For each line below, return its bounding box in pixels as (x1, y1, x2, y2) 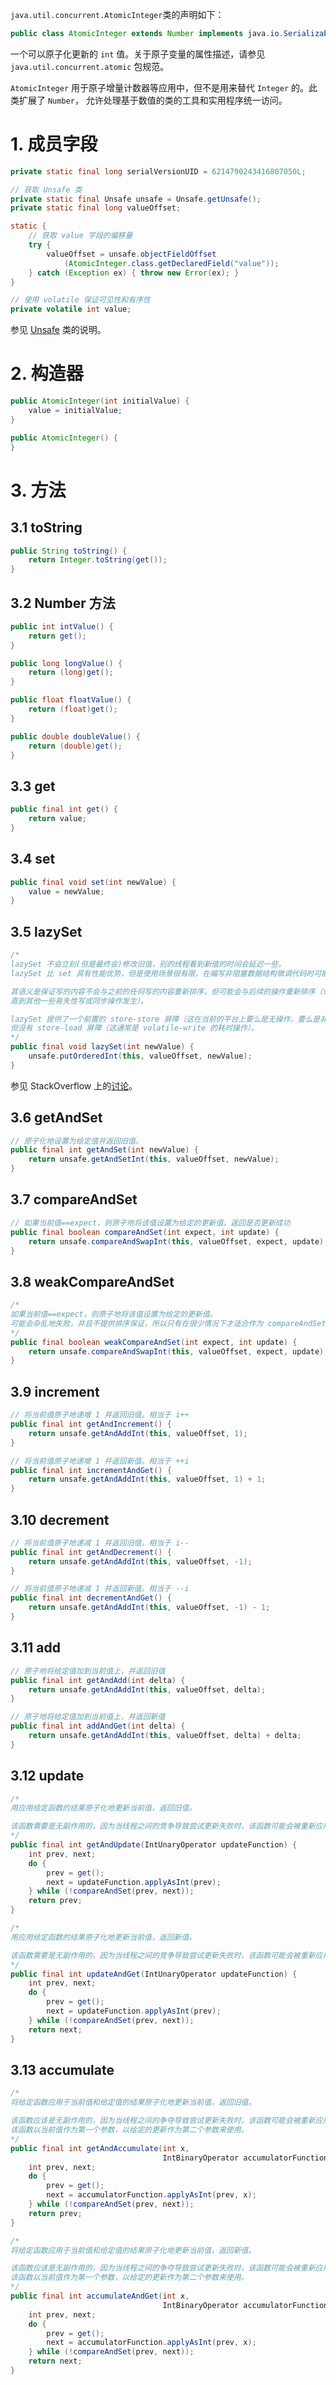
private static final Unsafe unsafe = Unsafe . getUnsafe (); (10, 194, 262, 204)
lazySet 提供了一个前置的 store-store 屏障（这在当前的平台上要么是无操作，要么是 (10, 1014, 321, 1024)
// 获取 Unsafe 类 (10, 184, 83, 195)
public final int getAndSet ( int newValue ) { (10, 1145, 199, 1155)
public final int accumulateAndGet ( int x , (10, 2291, 190, 2301)
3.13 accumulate (10, 2061, 115, 2078)
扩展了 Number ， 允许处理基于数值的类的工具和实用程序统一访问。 (18, 94, 288, 106)
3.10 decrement (10, 1511, 110, 1528)
